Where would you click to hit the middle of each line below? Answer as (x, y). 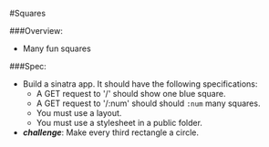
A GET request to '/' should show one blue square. (131, 94)
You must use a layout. (79, 113)
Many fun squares (57, 48)
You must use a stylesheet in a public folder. (119, 123)
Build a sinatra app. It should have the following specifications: (140, 84)
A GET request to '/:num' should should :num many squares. (148, 103)
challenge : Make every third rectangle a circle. (110, 132)
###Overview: (36, 31)
